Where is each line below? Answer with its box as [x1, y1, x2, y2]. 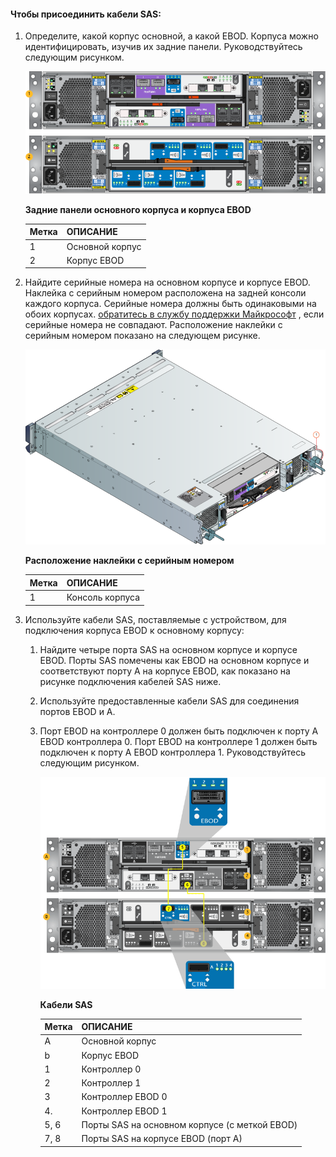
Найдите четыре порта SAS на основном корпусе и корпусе [39, 643, 298, 655]
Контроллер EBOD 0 [81, 1091, 168, 1103]
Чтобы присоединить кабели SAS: [10, 8, 162, 20]
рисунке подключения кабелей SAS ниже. [39, 675, 222, 687]
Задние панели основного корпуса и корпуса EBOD [24, 203, 252, 215]
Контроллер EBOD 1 [81, 1105, 168, 1117]
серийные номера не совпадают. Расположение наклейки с [24, 319, 283, 331]
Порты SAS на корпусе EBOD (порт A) [81, 1133, 243, 1145]
